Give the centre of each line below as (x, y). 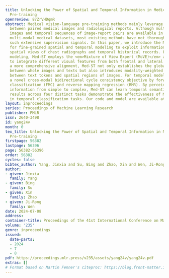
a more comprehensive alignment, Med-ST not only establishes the (81, 66)
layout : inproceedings (29, 104)
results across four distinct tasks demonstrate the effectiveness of (85, 94)
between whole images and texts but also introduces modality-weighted (87, 71)
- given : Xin (19, 192)
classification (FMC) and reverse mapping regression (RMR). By (78, 85)
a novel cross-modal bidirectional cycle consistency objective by (82, 80)
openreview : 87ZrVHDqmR (30, 19)
